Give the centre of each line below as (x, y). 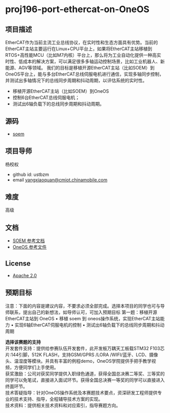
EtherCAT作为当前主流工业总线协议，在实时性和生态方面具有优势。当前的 (82, 42)
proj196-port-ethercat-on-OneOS (77, 9)
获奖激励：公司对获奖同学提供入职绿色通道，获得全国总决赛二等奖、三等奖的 (85, 373)
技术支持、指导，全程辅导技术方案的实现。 (58, 399)
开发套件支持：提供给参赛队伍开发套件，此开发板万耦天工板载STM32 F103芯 (85, 348)
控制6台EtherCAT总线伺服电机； (46, 98)
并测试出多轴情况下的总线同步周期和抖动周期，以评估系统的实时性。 (76, 80)
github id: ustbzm (31, 174)
